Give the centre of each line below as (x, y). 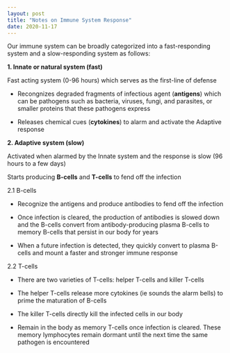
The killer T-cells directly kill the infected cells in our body (100, 314)
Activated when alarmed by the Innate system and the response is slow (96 (115, 156)
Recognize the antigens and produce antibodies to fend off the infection (120, 204)
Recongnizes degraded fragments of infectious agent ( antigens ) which (119, 94)
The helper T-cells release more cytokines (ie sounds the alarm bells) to (120, 293)
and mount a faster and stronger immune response (105, 253)
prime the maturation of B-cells (62, 301)
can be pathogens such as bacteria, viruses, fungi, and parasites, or (115, 101)
